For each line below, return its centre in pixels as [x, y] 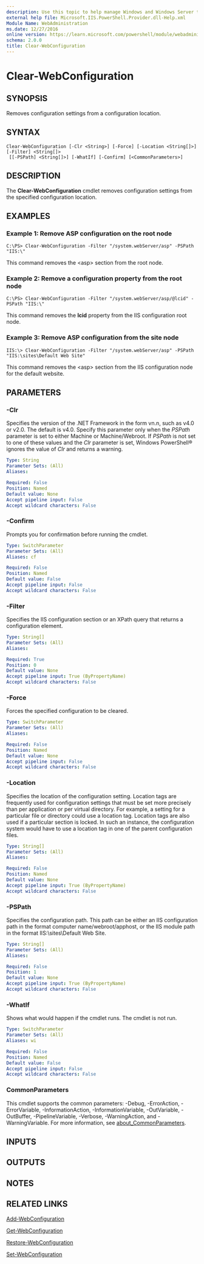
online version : [27, 35]
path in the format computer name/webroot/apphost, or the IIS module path [101, 926]
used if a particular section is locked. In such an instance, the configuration [100, 822]
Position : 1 [21, 972]
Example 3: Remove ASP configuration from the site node [93, 338]
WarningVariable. [28, 1123]
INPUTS [21, 1142]
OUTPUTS [26, 1162]
